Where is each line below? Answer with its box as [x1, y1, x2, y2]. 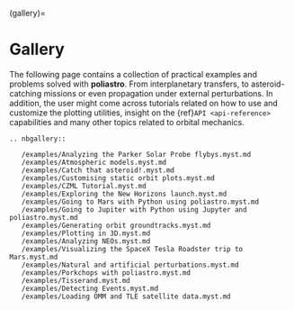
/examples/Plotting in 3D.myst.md [21, 229, 151, 238]
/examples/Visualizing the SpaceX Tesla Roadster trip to [21, 244, 244, 253]
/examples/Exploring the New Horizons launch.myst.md [21, 189, 227, 198]
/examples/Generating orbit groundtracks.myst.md [21, 221, 211, 230]
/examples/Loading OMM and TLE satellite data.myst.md [21, 292, 231, 301]
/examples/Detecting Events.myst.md [21, 284, 159, 293]
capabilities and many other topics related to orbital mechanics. [9, 116, 245, 127]
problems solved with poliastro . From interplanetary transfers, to [9, 78, 249, 89]
